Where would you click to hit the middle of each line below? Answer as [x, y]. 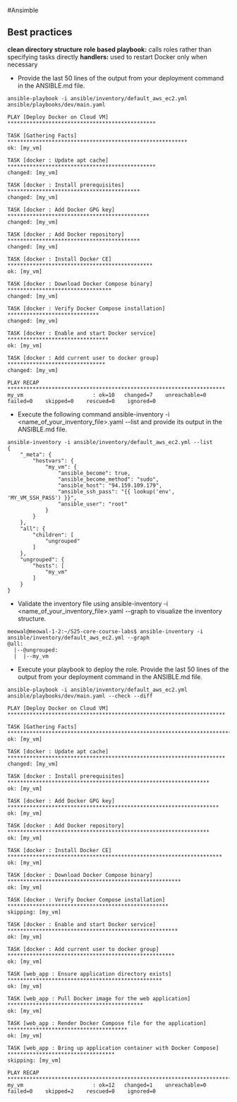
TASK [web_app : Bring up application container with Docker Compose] [113, 1048]
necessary [23, 64]
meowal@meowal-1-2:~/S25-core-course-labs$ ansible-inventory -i [105, 631]
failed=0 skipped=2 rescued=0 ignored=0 [82, 1091]
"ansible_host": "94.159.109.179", [110, 485]
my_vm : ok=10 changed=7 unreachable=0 [107, 395]
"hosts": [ [49, 565]
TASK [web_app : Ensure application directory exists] [90, 974]
